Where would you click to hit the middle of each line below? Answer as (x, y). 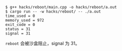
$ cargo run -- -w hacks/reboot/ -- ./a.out (53, 11)
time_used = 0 (20, 16)
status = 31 (18, 29)
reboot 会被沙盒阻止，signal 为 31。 (42, 43)
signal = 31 (18, 33)
